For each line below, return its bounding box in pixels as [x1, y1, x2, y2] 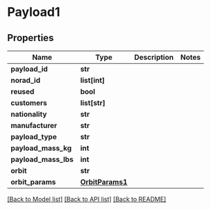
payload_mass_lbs [10, 154, 74, 164]
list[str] [80, 98, 105, 108]
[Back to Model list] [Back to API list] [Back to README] [7, 195, 167, 203]
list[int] [80, 76, 105, 85]
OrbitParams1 [80, 177, 128, 186]
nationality [10, 109, 47, 119]
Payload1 [7, 4, 60, 20]
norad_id [10, 76, 41, 85]
